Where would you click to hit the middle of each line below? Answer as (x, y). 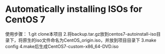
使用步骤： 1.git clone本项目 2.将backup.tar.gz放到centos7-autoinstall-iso (81, 34)
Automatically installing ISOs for (74, 9)
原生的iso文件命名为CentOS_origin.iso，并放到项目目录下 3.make (89, 40)
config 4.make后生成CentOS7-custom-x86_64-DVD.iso (62, 46)
